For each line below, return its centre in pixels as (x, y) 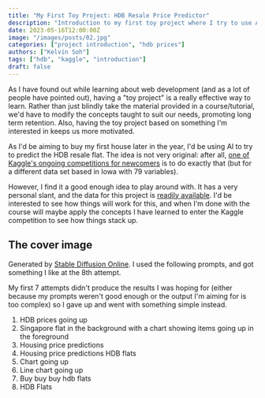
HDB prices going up (54, 319)
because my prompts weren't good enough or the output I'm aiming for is (127, 296)
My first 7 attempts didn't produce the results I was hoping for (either (120, 288)
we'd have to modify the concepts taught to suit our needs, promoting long (130, 114)
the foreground (44, 337)
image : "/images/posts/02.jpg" (60, 37)
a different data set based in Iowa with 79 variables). (93, 171)
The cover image (50, 245)
